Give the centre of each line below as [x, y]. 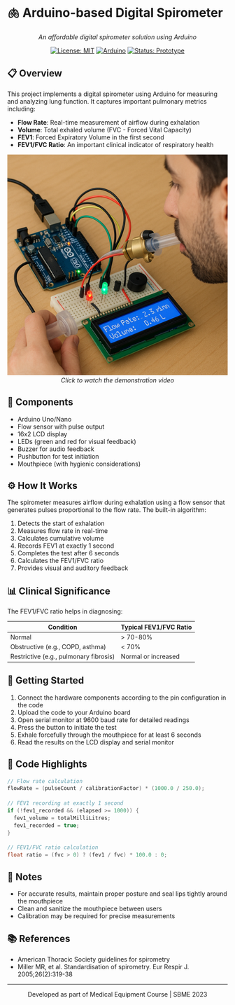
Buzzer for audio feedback [56, 449]
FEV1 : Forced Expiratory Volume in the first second [91, 137]
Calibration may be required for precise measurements [96, 916]
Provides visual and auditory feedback [73, 568]
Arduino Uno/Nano [44, 419]
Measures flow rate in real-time [63, 531]
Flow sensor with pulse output [61, 427]
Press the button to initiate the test [67, 727]
